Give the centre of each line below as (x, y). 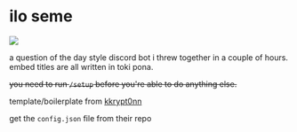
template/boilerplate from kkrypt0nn (76, 101)
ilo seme (41, 16)
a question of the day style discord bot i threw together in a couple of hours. (149, 57)
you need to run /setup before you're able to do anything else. (123, 84)
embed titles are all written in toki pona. (81, 66)
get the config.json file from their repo (80, 118)
